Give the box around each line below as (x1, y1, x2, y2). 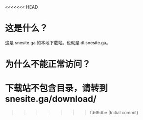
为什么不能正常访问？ (5, 59, 91, 70)
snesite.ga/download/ (5, 94, 97, 104)
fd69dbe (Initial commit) (90, 110, 139, 116)
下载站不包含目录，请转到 (5, 83, 108, 94)
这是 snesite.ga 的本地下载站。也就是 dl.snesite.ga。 (5, 40, 111, 45)
